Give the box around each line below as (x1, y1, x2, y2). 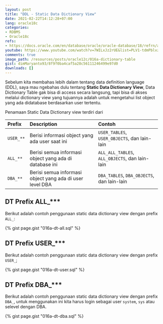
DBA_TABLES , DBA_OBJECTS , (98, 172, 154, 179)
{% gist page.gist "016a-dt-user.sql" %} (5, 267, 85, 273)
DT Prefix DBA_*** (5, 281, 62, 289)
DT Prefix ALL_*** (5, 198, 61, 206)
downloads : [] (5, 66, 34, 71)
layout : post (5, 7, 32, 12)
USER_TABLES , (98, 129, 127, 136)
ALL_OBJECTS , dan (98, 155, 137, 162)
